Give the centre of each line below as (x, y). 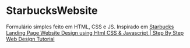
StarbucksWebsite (52, 11)
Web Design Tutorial (30, 39)
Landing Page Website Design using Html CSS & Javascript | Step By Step (95, 32)
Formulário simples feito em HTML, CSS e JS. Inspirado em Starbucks (90, 27)
